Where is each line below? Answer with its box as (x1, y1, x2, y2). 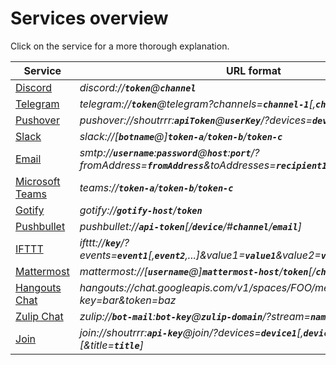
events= (79, 248, 118, 262)
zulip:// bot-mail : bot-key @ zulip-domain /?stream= (79, 309, 311, 323)
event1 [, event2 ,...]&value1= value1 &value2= (116, 248, 322, 262)
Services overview (10, 7, 169, 30)
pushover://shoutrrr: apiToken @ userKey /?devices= (79, 113, 313, 127)
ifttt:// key (79, 235, 122, 249)
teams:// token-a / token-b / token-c (79, 180, 234, 194)
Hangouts (15, 280, 62, 294)
